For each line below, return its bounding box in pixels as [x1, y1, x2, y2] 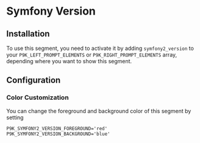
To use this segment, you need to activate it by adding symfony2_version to [6, 44, 194, 52]
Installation [6, 29, 50, 39]
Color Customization [6, 93, 69, 102]
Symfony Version [6, 4, 96, 18]
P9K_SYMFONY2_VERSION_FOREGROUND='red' [6, 125, 108, 131]
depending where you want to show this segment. [6, 58, 132, 65]
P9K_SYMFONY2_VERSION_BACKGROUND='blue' [6, 131, 111, 137]
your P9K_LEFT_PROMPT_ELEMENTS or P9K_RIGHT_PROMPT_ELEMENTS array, [6, 51, 177, 58]
